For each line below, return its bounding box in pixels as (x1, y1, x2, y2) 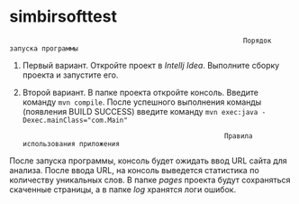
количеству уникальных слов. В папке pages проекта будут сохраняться (9, 174, 291, 185)
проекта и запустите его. (22, 70, 119, 80)
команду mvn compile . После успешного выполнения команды (22, 97, 262, 107)
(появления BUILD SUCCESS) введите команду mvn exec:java (22, 106, 258, 116)
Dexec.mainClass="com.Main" (22, 116, 128, 125)
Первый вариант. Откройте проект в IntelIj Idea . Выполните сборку (22, 60, 280, 70)
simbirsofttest (9, 6, 117, 27)
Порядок (242, 36, 272, 45)
